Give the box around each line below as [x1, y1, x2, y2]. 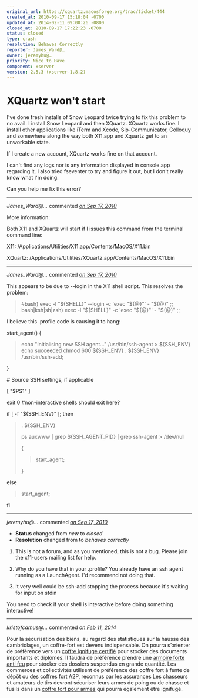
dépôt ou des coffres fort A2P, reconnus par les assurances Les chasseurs [6, 673, 188, 680]
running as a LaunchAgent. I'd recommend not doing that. [15, 572, 155, 579]
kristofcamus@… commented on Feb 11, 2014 [6, 624, 116, 631]
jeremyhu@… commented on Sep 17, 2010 [6, 519, 108, 526]
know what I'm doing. [6, 174, 59, 181]
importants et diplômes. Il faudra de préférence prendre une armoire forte [6, 654, 185, 661]
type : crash [6, 36, 36, 42]
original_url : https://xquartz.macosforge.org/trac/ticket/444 [6, 8, 165, 15]
